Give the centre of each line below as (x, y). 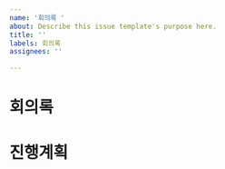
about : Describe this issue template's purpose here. (113, 26)
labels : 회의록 (35, 43)
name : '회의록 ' (37, 18)
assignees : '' (36, 52)
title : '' (28, 35)
